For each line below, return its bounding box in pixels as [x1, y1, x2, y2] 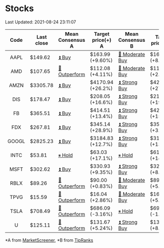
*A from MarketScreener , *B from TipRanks [5, 237, 94, 243]
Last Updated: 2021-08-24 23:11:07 [5, 19, 77, 25]
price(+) [92, 36, 111, 43]
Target [94, 30, 110, 37]
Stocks [5, 3, 34, 14]
